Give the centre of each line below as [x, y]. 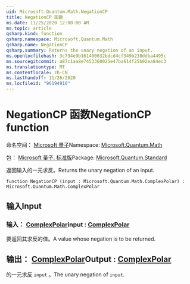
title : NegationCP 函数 [35, 17]
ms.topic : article [29, 28]
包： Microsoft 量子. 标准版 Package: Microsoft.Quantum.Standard [87, 157]
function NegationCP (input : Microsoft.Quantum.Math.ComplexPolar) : [96, 181]
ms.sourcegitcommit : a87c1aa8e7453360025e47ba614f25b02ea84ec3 [86, 61]
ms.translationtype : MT [36, 67]
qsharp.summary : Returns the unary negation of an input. [80, 51]
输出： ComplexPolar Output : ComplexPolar [89, 259]
